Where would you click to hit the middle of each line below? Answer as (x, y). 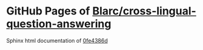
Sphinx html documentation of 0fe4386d (57, 40)
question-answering (59, 24)
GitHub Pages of (48, 11)
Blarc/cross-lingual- (145, 11)
